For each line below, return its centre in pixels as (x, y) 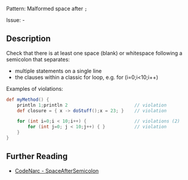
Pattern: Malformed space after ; (47, 9)
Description (28, 39)
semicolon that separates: (38, 59)
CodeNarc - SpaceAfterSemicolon (57, 170)
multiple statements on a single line (58, 71)
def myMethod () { (28, 100)
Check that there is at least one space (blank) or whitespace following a (94, 53)
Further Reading (37, 157)
